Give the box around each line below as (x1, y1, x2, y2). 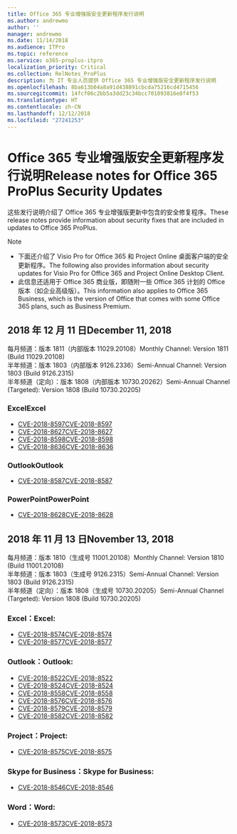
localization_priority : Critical (7, 64, 107, 71)
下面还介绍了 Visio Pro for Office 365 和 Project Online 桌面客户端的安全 (17, 251, 229, 261)
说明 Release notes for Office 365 (20, 167, 218, 184)
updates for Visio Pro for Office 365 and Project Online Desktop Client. (17, 268, 225, 277)
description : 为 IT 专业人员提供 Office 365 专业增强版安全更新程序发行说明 (7, 76, 217, 84)
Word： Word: (7, 803, 56, 813)
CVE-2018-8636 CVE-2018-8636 (17, 442, 114, 451)
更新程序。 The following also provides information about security (17, 261, 209, 269)
